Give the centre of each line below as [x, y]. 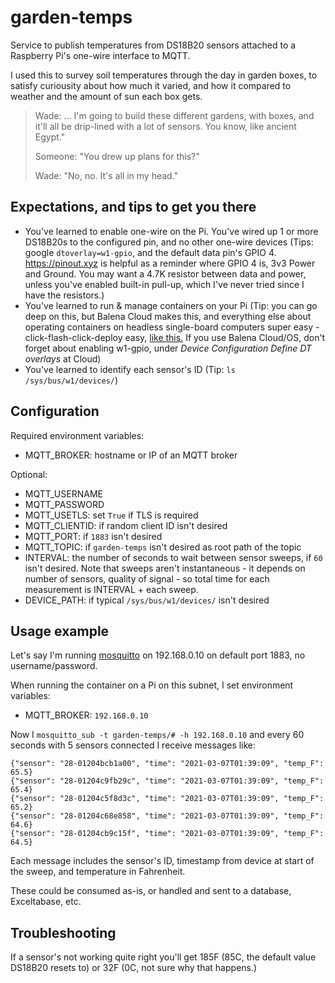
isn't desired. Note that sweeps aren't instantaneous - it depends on [165, 568]
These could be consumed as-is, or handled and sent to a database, [151, 891]
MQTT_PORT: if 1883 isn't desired [93, 536]
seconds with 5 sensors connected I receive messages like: [133, 745]
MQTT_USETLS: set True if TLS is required [111, 515]
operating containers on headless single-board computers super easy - [172, 327]
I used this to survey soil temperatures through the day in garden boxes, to [164, 75]
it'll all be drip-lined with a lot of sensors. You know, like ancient [165, 126]
